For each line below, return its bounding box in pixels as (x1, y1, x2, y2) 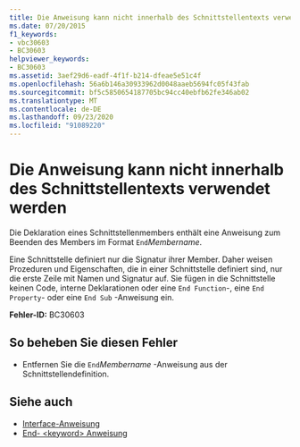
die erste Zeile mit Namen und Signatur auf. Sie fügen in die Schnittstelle (9, 273, 276, 283)
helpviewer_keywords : (9, 55, 90, 63)
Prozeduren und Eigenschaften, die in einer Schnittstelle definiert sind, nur (9, 263, 283, 274)
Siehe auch (9, 394, 73, 409)
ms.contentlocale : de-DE (9, 105, 102, 114)
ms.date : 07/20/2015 (9, 21, 87, 30)
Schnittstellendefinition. (21, 368, 110, 379)
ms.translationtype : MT (9, 96, 98, 105)
